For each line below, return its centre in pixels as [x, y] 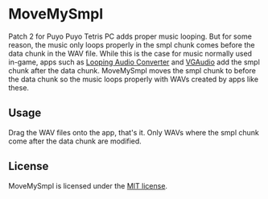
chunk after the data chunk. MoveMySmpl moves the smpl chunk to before [132, 70]
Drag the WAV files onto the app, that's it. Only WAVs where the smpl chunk [134, 132]
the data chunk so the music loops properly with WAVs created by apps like [134, 79]
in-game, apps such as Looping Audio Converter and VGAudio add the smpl [134, 62]
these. [19, 87]
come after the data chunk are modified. [75, 141]
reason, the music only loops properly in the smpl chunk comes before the [132, 44]
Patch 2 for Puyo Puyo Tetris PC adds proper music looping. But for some [130, 36]
